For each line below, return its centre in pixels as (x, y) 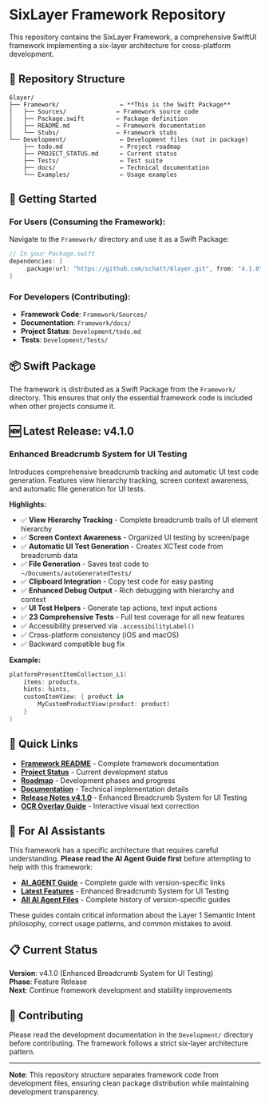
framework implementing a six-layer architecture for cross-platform (120, 45)
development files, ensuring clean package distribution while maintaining (129, 1083)
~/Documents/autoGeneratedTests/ (76, 573)
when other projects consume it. (62, 407)
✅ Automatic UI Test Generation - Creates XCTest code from (122, 546)
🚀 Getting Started (53, 199)
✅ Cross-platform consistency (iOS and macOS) (100, 635)
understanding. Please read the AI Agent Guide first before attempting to (130, 859)
